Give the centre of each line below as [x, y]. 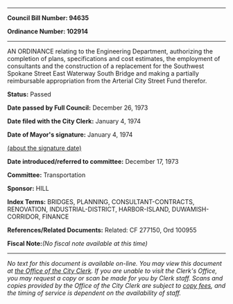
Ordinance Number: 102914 [48, 31]
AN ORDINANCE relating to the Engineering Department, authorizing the [110, 51]
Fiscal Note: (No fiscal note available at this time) [77, 243]
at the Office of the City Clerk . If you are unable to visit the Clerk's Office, [112, 271]
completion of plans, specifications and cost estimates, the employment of [114, 59]
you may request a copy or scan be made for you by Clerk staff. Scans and [115, 278]
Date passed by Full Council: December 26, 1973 [78, 108]
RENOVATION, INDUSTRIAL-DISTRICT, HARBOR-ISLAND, [89, 209]
